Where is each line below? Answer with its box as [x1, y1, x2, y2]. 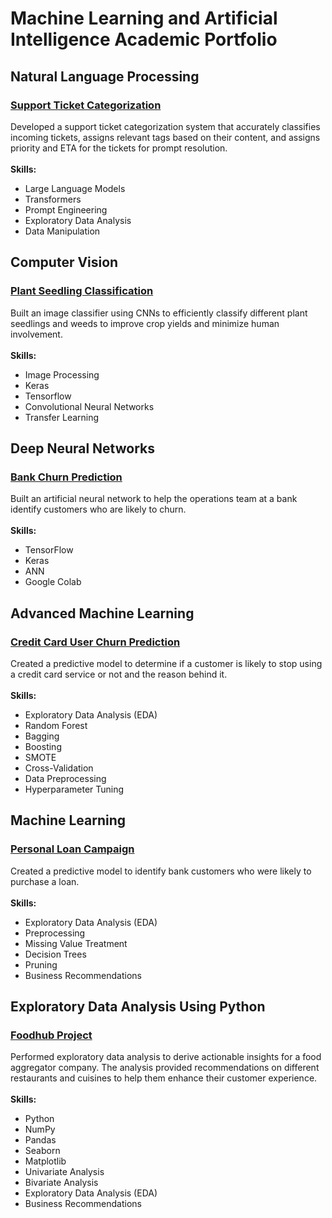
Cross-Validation [24, 762, 94, 774]
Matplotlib [24, 1155, 67, 1167]
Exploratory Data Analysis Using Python [10, 998, 266, 1016]
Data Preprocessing [24, 772, 107, 784]
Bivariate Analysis [24, 1177, 99, 1189]
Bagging [24, 730, 60, 742]
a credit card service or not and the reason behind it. [10, 668, 228, 680]
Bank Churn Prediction [10, 470, 123, 484]
